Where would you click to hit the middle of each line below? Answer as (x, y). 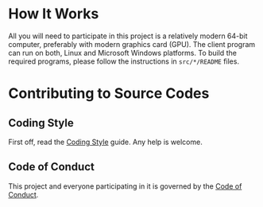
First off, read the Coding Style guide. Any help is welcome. (105, 142)
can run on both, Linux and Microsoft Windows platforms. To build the (122, 53)
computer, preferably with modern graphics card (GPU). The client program (132, 44)
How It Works (54, 14)
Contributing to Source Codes (109, 94)
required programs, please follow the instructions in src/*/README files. (124, 61)
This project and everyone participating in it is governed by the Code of (125, 186)
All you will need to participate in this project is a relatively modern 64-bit (128, 36)
